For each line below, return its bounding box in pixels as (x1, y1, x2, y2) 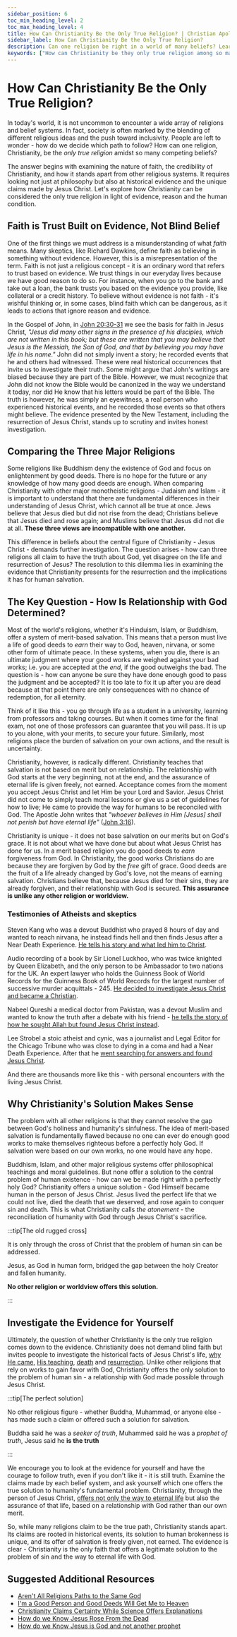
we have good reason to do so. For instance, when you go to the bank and (7, 276, 224, 284)
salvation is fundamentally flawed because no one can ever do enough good (7, 1132, 230, 1140)
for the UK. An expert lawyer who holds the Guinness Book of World (7, 969, 205, 978)
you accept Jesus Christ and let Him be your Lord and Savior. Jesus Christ (7, 788, 224, 796)
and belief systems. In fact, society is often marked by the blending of (7, 126, 210, 134)
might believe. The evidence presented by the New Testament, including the (7, 410, 229, 419)
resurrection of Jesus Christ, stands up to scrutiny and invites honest (7, 417, 208, 426)
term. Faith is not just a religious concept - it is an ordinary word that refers (7, 261, 225, 270)
